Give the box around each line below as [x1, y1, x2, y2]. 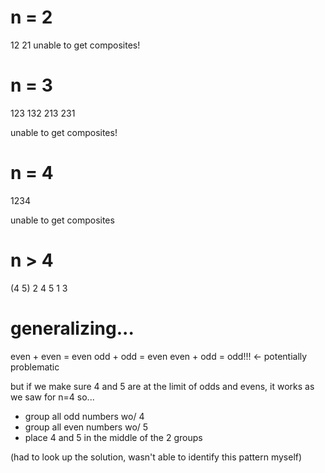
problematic [10, 361, 60, 373]
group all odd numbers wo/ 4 [24, 410, 145, 422]
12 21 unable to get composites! [10, 39, 141, 51]
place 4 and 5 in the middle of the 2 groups [24, 431, 203, 443]
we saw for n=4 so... [10, 391, 95, 403]
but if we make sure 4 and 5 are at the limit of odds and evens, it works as [10, 380, 315, 392]
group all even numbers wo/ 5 [24, 421, 149, 433]
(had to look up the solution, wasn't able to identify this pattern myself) [10, 451, 303, 463]
